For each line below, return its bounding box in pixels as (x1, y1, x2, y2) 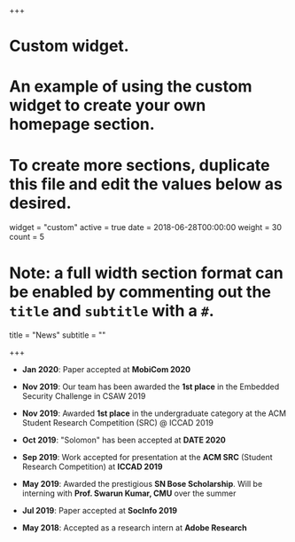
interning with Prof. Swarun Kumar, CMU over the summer (21, 488, 237, 498)
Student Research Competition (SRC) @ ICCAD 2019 (21, 418, 214, 428)
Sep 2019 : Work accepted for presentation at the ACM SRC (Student (21, 452, 273, 463)
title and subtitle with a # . (9, 300, 214, 321)
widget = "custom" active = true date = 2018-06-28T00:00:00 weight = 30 (9, 222, 282, 233)
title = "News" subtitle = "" (9, 330, 106, 340)
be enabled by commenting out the (9, 282, 272, 302)
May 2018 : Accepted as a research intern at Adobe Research (21, 522, 247, 533)
